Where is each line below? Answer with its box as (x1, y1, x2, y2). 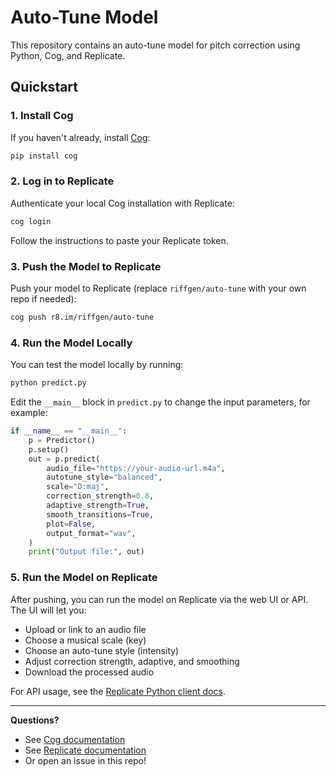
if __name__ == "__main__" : (10, 426, 128, 436)
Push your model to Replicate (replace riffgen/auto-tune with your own (10, 282, 307, 294)
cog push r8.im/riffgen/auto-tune (10, 312, 155, 322)
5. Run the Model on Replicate (10, 571, 158, 585)
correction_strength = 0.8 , (46, 491, 155, 501)
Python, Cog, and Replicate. (10, 49, 126, 61)
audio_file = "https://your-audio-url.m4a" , (46, 463, 226, 473)
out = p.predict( (28, 454, 101, 464)
